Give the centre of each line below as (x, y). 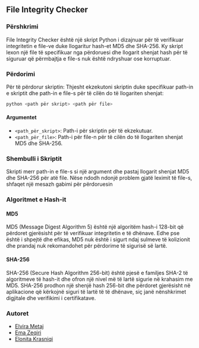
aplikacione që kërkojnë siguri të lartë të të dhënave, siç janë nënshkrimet (96, 292)
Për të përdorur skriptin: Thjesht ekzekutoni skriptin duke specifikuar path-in (100, 87)
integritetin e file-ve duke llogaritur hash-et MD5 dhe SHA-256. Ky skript (94, 46)
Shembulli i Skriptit (34, 159)
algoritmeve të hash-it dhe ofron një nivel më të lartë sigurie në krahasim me (99, 279)
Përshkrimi (22, 27)
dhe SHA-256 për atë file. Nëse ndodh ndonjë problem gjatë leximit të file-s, (99, 178)
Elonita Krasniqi (34, 338)
